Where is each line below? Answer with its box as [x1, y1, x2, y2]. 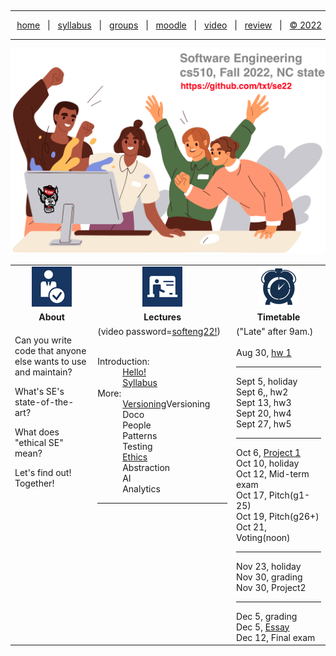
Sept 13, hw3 [236, 396, 292, 408]
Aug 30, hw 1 [236, 346, 292, 358]
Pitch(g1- [268, 489, 311, 501]
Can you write [14, 334, 73, 346]
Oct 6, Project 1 [236, 446, 302, 458]
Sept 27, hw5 [236, 417, 292, 430]
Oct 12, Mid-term [236, 467, 310, 480]
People [122, 419, 152, 431]
